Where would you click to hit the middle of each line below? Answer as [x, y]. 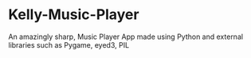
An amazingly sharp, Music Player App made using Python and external [126, 37]
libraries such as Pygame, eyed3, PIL [69, 44]
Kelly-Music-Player [74, 15]
